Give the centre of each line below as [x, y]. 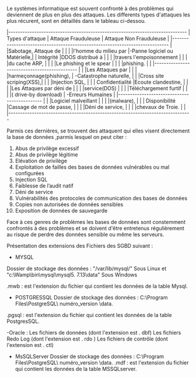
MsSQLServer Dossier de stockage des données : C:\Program [90, 356]
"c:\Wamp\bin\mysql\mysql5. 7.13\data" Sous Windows [72, 275]
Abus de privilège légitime [46, 154]
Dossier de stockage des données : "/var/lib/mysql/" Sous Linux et [87, 268]
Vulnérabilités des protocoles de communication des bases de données [101, 198]
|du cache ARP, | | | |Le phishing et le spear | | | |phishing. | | [79, 63]
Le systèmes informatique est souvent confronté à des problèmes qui [90, 8]
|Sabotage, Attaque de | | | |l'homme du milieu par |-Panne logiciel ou [90, 51]
